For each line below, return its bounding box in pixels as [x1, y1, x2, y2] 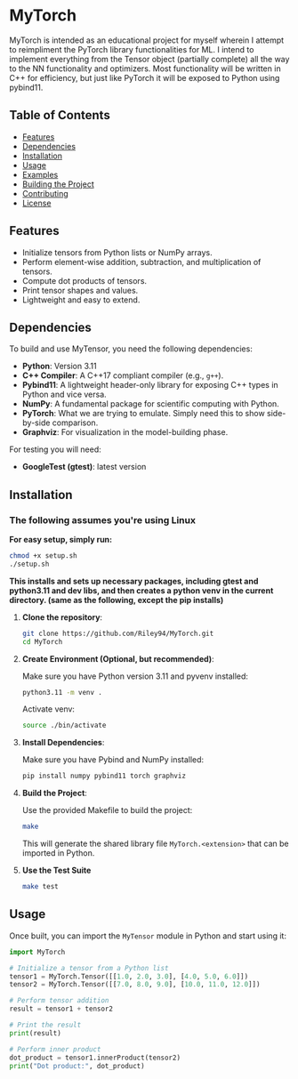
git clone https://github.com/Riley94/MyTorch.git [21, 629, 214, 638]
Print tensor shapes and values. [21, 285, 139, 295]
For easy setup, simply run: [9, 535, 113, 545]
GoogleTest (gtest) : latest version [21, 462, 147, 472]
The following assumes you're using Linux [9, 513, 196, 526]
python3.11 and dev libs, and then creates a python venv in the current [9, 584, 274, 596]
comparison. [52, 417, 99, 428]
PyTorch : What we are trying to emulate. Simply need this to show [21, 408, 265, 419]
